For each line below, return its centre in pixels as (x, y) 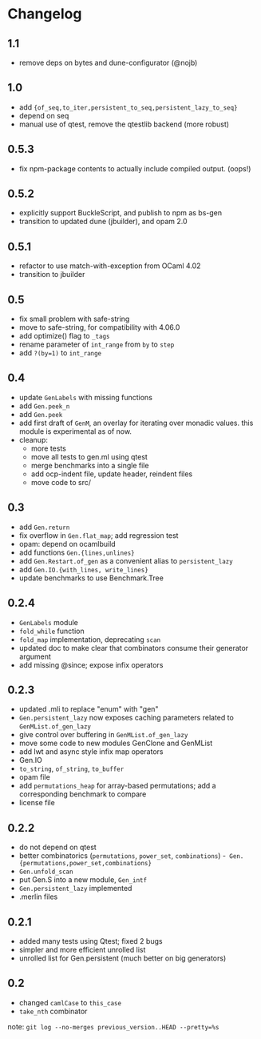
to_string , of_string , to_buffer (71, 768)
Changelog (45, 14)
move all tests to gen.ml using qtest (89, 456)
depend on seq (44, 115)
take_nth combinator (53, 1011)
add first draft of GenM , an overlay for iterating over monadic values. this (136, 423)
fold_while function (51, 631)
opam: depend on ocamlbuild (67, 544)
